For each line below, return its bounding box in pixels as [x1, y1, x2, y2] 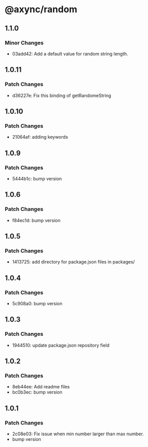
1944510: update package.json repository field [12, 342, 110, 348]
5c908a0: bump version [12, 301, 63, 306]
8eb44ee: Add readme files [12, 384, 70, 390]
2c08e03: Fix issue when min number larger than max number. [12, 431, 144, 437]
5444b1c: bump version [12, 175, 62, 181]
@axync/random [5, 4, 77, 15]
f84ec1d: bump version [12, 217, 61, 223]
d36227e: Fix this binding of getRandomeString [12, 92, 111, 98]
